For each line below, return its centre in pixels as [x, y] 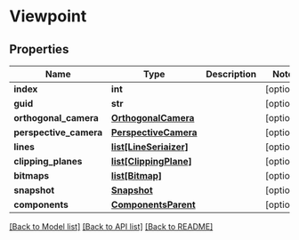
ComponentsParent [153, 204]
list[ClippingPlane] [151, 161]
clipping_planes [48, 161]
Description [231, 74]
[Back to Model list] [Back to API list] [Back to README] [111, 227]
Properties [39, 49]
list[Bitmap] [137, 176]
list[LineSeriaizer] [149, 147]
